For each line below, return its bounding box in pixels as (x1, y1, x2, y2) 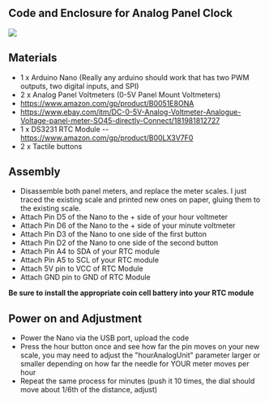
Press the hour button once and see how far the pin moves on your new (19, 342, 260, 352)
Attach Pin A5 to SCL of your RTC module (19, 255, 160, 265)
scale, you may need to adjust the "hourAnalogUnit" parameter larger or (19, 350, 261, 360)
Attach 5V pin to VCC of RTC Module (19, 263, 143, 274)
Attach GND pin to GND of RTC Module (19, 272, 152, 282)
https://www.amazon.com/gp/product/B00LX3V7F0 (19, 133, 194, 143)
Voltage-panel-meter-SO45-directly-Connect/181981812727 (19, 115, 220, 125)
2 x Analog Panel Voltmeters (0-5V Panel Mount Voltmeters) (19, 89, 221, 100)
